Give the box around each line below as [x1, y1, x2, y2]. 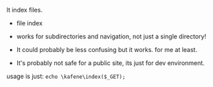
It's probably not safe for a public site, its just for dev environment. [16, 59, 205, 67]
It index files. [6, 6, 43, 14]
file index [16, 19, 43, 27]
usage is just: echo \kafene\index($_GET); [6, 72, 126, 80]
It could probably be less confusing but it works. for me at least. [16, 46, 197, 53]
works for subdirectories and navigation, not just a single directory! [16, 32, 207, 40]
